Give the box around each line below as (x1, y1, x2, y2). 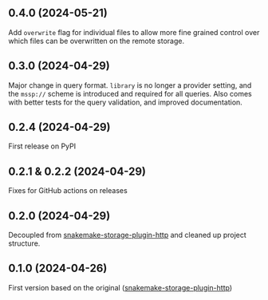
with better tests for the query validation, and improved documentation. (8, 97, 243, 107)
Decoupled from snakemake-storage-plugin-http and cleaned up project (8, 231, 247, 240)
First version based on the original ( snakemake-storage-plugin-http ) (8, 282, 233, 292)
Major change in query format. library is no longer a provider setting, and (8, 80, 252, 90)
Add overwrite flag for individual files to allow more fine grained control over (8, 27, 260, 37)
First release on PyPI (8, 141, 77, 151)
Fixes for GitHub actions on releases (8, 186, 128, 195)
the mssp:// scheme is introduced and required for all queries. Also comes (8, 89, 253, 98)
